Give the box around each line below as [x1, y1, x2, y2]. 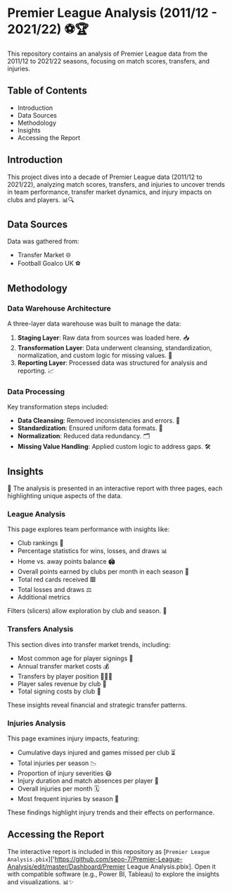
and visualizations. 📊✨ [7, 877, 75, 886]
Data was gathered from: [7, 237, 79, 246]
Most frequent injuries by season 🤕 [17, 795, 120, 803]
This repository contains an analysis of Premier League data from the [7, 49, 208, 58]
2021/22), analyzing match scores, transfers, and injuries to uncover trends [7, 180, 225, 188]
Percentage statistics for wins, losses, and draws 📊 [17, 547, 168, 555]
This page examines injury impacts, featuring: [7, 734, 140, 743]
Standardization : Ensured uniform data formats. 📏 [17, 424, 163, 433]
